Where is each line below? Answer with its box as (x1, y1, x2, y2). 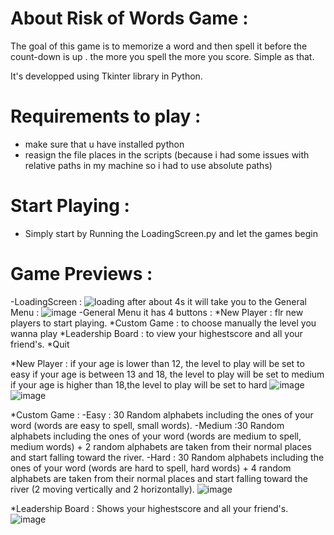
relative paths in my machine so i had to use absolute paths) (24, 159, 273, 171)
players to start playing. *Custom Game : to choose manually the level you (10, 317, 317, 329)
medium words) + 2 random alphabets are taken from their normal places (10, 440, 312, 452)
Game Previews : (10, 263, 153, 285)
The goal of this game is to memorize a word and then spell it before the (10, 40, 308, 52)
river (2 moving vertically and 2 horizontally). (10, 483, 195, 495)
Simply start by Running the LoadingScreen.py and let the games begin (24, 227, 318, 239)
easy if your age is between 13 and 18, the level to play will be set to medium (10, 368, 325, 380)
